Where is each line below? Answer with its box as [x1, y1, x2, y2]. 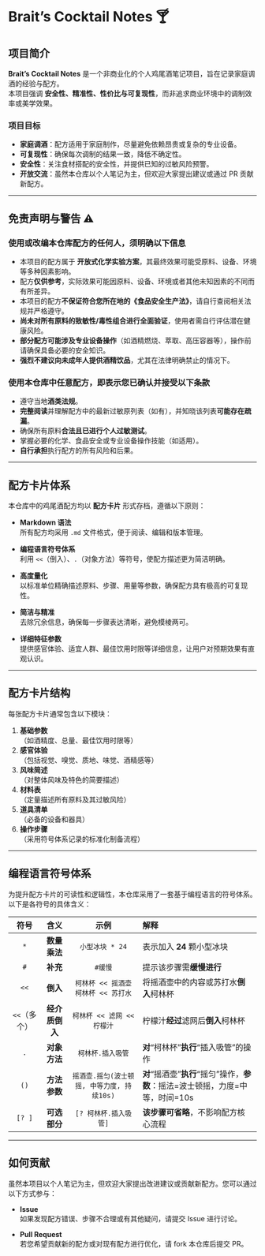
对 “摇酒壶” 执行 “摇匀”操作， [142, 1068, 244, 1079]
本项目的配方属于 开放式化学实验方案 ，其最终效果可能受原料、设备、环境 [19, 256, 257, 266]
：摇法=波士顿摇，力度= [150, 1080, 240, 1091]
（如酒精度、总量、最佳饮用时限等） [19, 735, 138, 745]
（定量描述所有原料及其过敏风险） [19, 794, 131, 804]
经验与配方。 [21, 79, 64, 88]
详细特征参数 [19, 634, 62, 644]
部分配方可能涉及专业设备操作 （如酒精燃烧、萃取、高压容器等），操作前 [19, 335, 252, 345]
